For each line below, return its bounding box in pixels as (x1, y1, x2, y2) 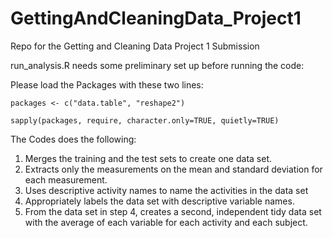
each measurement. (24, 173, 108, 186)
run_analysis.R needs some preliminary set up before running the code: (10, 59, 305, 71)
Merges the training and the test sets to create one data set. (24, 152, 272, 164)
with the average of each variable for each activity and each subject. (24, 216, 308, 228)
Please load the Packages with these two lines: (10, 78, 204, 91)
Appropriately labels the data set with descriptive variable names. (24, 195, 295, 207)
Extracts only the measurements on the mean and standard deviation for (24, 163, 323, 175)
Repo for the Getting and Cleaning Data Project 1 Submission (10, 40, 260, 52)
